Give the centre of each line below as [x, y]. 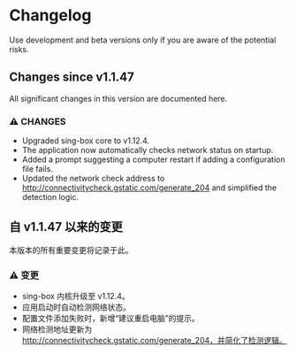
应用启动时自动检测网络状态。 [76, 307]
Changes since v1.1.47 [72, 77]
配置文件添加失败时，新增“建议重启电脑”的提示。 [111, 319]
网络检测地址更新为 [57, 329]
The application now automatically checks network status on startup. [148, 150]
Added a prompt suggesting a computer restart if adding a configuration [153, 159]
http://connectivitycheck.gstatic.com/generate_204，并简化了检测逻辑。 [154, 341]
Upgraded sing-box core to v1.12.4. [86, 141]
